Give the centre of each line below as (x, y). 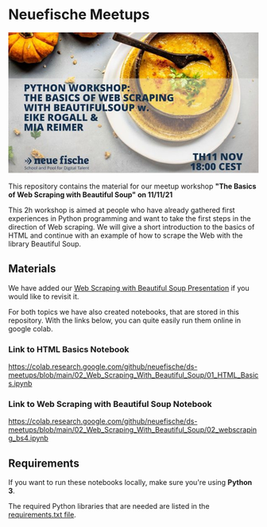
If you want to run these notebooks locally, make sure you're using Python (130, 482)
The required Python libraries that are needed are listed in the (109, 506)
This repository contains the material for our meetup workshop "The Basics (132, 186)
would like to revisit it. (44, 296)
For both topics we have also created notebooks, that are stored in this (124, 312)
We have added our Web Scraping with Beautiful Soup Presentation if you (129, 288)
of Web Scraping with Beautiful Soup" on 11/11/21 (91, 194)
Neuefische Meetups (79, 15)
